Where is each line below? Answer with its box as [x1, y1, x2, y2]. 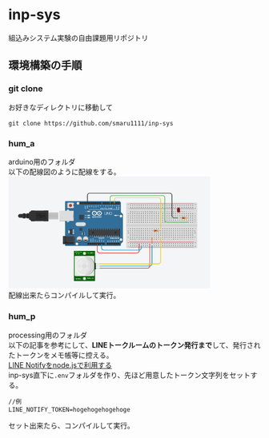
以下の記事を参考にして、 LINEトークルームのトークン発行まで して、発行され [8, 340, 261, 349]
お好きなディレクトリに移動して [8, 102, 114, 112]
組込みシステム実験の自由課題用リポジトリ [8, 33, 149, 42]
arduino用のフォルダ [8, 157, 76, 166]
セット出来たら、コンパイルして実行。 [8, 420, 134, 430]
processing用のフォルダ [8, 330, 88, 340]
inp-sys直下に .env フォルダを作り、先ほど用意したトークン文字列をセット [8, 370, 251, 380]
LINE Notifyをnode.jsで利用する [8, 360, 112, 369]
